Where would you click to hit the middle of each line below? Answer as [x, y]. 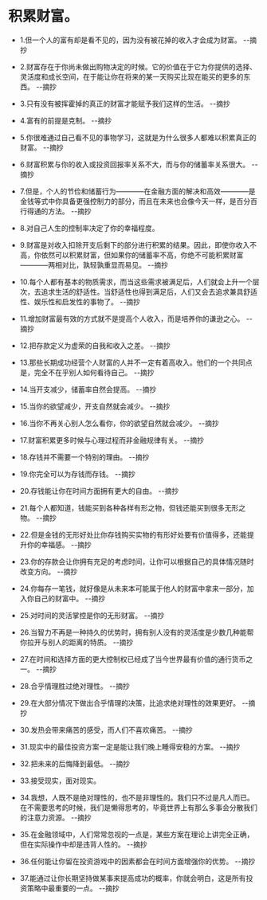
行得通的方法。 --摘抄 [55, 211]
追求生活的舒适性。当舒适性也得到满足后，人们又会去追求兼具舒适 [149, 292]
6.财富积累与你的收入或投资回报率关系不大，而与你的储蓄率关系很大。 [135, 164]
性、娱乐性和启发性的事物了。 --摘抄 [80, 301]
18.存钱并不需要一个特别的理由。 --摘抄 [84, 457]
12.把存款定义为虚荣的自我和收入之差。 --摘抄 [95, 345]
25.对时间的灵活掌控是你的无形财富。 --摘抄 [92, 615]
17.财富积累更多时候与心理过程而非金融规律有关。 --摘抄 [112, 440]
